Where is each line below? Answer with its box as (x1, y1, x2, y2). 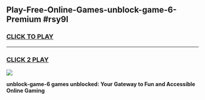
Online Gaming (6, 87, 45, 94)
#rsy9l (43, 15, 69, 25)
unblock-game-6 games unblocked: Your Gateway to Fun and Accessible (6, 80, 195, 87)
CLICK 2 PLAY (6, 55, 49, 64)
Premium (6, 15, 41, 25)
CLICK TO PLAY (6, 33, 54, 41)
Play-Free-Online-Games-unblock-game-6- (6, 5, 177, 15)
